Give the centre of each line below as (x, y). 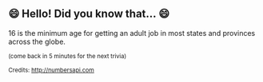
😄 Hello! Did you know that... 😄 (89, 14)
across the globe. (37, 41)
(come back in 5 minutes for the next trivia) (67, 56)
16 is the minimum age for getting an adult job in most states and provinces (132, 33)
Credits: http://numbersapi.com (51, 70)
